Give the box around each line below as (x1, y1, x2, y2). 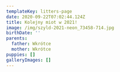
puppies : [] (6, 52, 35, 57)
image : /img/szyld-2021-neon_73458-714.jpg (6, 24, 115, 31)
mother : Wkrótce (11, 46, 51, 52)
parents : (6, 35, 28, 41)
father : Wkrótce (11, 41, 51, 47)
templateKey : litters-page (6, 8, 72, 15)
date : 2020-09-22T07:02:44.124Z (6, 14, 85, 20)
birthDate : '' (6, 30, 41, 36)
